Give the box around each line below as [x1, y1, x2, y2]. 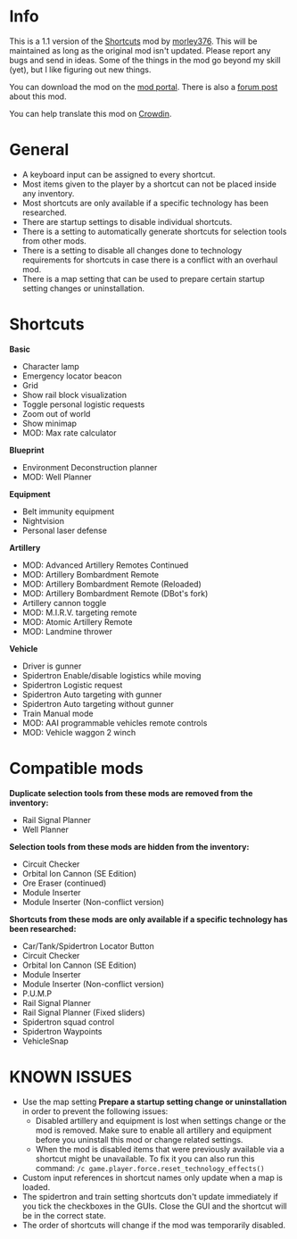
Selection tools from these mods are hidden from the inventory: [9, 841, 250, 852]
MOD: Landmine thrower [21, 626, 113, 636]
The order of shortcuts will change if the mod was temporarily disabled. [21, 1219, 286, 1230]
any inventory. [21, 187, 75, 198]
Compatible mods [9, 759, 144, 778]
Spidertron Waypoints [21, 1026, 103, 1036]
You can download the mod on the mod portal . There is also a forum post [9, 81, 278, 92]
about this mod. [9, 91, 67, 102]
